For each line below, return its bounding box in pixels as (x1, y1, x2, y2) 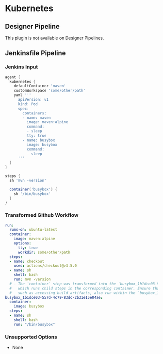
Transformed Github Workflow (5, 212, 79, 219)
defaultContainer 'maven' (14, 83, 66, 89)
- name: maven (22, 115, 51, 120)
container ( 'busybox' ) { (9, 187, 57, 192)
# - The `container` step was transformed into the (9, 281, 116, 286)
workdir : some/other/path (17, 250, 70, 255)
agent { (5, 75, 21, 80)
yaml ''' (14, 93, 32, 97)
